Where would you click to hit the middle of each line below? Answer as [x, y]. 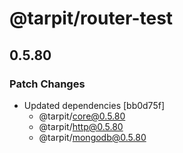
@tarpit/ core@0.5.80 [82, 116]
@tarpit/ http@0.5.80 [81, 126]
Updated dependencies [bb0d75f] [94, 105]
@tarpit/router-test [91, 18]
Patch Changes [47, 84]
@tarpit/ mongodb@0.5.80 [92, 137]
